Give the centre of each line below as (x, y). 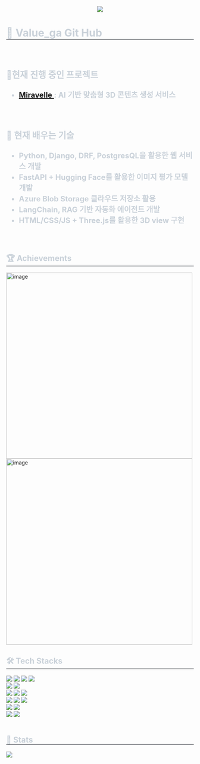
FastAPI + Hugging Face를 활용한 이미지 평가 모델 (104, 177)
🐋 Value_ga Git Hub (54, 33)
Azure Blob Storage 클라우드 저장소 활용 (87, 199)
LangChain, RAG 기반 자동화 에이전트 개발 (90, 210)
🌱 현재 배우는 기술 (40, 135)
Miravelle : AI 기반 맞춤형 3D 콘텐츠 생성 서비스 (97, 95)
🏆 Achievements (39, 258)
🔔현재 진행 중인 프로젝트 (52, 74)
